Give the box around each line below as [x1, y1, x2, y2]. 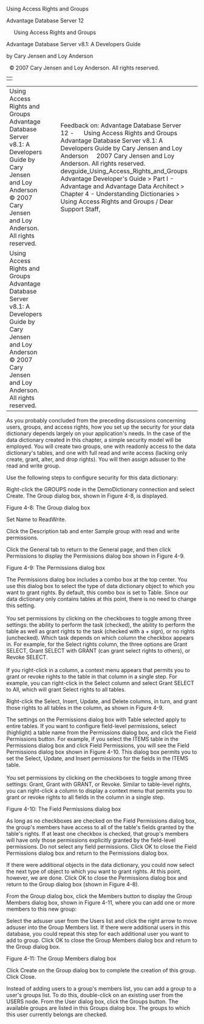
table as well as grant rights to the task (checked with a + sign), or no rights [6, 628, 195, 635]
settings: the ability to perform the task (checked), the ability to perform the [6, 621, 195, 628]
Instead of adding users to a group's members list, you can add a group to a [6, 985, 196, 992]
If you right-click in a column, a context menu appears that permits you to [6, 667, 190, 673]
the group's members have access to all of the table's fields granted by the [6, 824, 194, 830]
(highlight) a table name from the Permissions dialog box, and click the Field [6, 729, 197, 736]
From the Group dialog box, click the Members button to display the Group [6, 892, 192, 900]
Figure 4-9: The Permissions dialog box [6, 564, 105, 571]
